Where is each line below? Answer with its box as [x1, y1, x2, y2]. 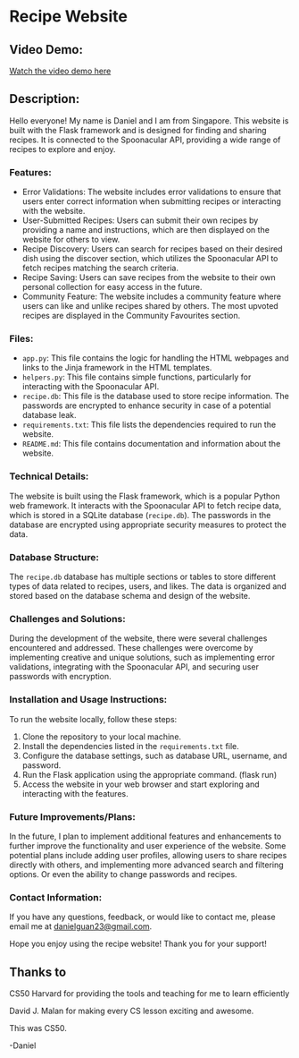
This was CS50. [9, 1023, 67, 1033]
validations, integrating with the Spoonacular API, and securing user [9, 661, 259, 672]
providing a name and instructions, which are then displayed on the [21, 225, 270, 235]
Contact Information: [9, 891, 103, 903]
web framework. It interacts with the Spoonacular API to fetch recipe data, [9, 499, 282, 511]
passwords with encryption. [9, 671, 112, 682]
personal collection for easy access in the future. [21, 282, 203, 293]
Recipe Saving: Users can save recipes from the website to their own [21, 272, 277, 283]
